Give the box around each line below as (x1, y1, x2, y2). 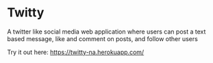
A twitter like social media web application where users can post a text (7, 27, 206, 36)
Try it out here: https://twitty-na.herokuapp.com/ (7, 48, 145, 56)
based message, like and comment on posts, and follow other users (7, 34, 199, 42)
